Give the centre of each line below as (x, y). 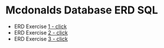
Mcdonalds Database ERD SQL (82, 10)
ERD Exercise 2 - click (41, 32)
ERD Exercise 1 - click (40, 26)
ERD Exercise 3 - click (41, 39)
